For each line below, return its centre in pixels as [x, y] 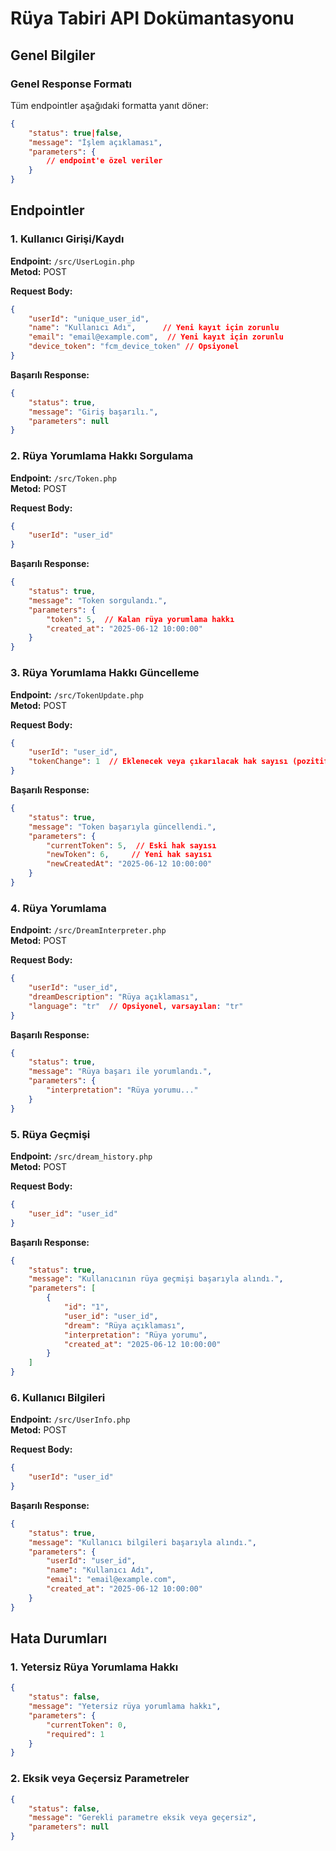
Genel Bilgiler [53, 55]
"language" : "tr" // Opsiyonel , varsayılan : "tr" [136, 1006]
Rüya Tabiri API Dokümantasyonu [152, 18]
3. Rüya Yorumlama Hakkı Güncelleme [105, 673]
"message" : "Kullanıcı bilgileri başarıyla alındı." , [142, 1542]
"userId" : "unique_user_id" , [89, 318]
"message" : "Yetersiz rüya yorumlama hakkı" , [125, 1707]
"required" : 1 [75, 1734]
